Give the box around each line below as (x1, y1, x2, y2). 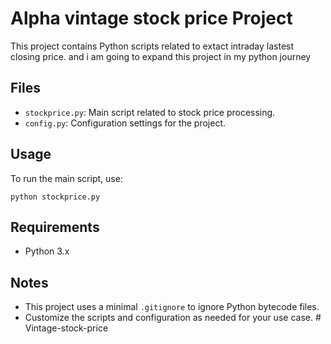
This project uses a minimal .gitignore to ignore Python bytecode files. (24, 301, 320, 313)
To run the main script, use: (10, 172, 123, 184)
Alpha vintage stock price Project (10, 7, 293, 30)
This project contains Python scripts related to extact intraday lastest (10, 40, 295, 52)
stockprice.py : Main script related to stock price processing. (24, 106, 276, 118)
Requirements (10, 218, 100, 236)
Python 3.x (24, 245, 70, 257)
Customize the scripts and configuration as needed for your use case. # (24, 312, 322, 324)
